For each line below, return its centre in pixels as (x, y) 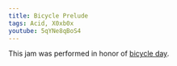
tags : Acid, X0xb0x (41, 23)
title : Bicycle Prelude (48, 16)
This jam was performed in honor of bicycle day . (89, 54)
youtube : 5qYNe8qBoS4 (45, 31)
